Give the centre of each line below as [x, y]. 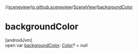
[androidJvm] [19, 40]
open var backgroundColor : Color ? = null [46, 45]
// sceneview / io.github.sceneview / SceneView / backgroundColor [69, 7]
